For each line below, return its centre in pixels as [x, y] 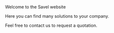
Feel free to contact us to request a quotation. [51, 25]
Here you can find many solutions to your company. [57, 16]
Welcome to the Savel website [35, 7]
